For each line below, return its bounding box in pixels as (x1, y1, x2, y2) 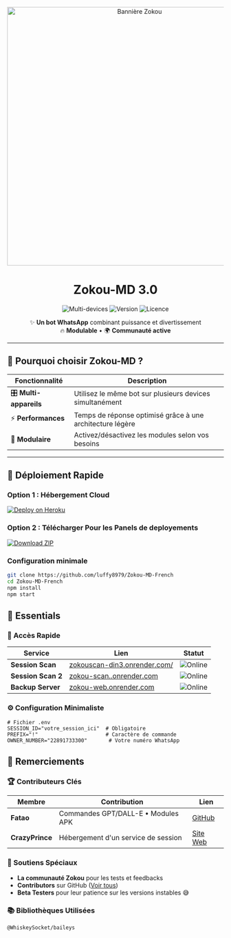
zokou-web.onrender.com (69, 683, 155, 692)
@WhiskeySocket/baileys (7, 924, 76, 931)
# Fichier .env (7, 719, 51, 726)
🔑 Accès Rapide (7, 630, 60, 640)
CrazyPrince (10, 833, 53, 843)
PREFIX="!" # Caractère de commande (7, 731, 177, 738)
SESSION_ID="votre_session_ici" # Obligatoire (7, 725, 146, 732)
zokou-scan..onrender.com (69, 671, 158, 681)
